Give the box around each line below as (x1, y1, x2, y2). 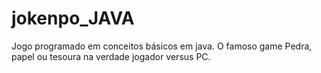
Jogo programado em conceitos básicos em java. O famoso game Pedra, (11, 40, 313, 52)
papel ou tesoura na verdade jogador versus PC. (11, 50, 211, 62)
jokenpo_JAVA (11, 7, 135, 30)
